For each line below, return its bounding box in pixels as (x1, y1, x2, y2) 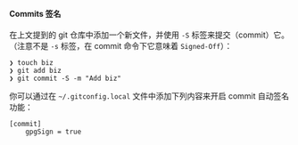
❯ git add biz (9, 67, 62, 76)
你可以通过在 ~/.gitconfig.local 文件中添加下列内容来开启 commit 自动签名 (9, 91, 290, 101)
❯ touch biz (9, 59, 54, 68)
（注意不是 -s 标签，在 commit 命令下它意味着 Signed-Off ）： (9, 41, 233, 52)
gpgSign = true (25, 127, 82, 137)
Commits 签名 (9, 8, 62, 19)
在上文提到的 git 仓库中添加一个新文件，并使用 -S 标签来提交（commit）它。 (9, 29, 290, 40)
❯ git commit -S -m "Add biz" (9, 74, 122, 84)
